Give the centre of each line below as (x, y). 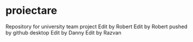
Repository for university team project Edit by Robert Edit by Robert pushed (97, 26)
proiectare (31, 11)
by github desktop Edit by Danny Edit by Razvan (63, 32)
